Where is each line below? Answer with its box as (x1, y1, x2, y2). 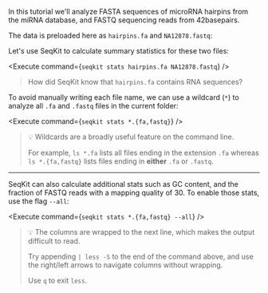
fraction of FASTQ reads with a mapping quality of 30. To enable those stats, (8, 188, 260, 197)
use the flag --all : (8, 196, 69, 206)
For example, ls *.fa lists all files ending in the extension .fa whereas (27, 148, 259, 157)
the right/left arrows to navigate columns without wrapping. (27, 260, 223, 270)
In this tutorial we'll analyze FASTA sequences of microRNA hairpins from (8, 7, 249, 16)
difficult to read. (27, 236, 81, 246)
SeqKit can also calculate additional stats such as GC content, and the (8, 180, 239, 188)
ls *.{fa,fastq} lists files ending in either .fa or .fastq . (27, 156, 214, 166)
